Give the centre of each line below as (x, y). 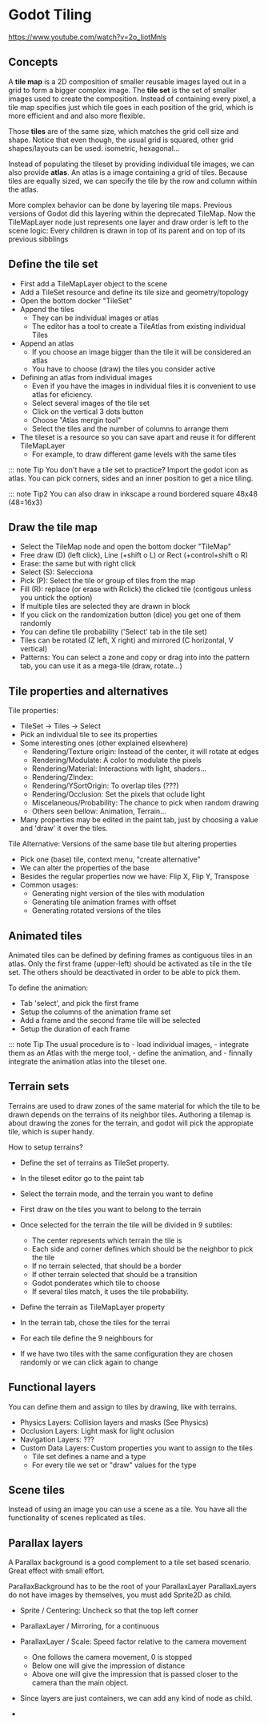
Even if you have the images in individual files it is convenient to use (144, 386)
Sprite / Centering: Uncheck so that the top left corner (109, 1611)
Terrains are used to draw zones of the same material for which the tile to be (134, 1105)
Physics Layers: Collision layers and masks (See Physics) (114, 1422)
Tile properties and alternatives (88, 691)
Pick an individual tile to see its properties (88, 735)
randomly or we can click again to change (89, 1362)
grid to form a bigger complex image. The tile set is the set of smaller (123, 90)
